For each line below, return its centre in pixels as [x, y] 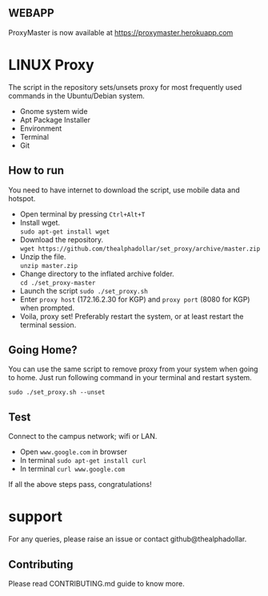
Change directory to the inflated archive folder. [97, 274]
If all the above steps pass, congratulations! [80, 485]
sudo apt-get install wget [65, 232]
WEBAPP [31, 13]
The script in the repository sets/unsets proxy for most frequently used [125, 87]
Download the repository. [62, 239]
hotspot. [22, 198]
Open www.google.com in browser [74, 452]
